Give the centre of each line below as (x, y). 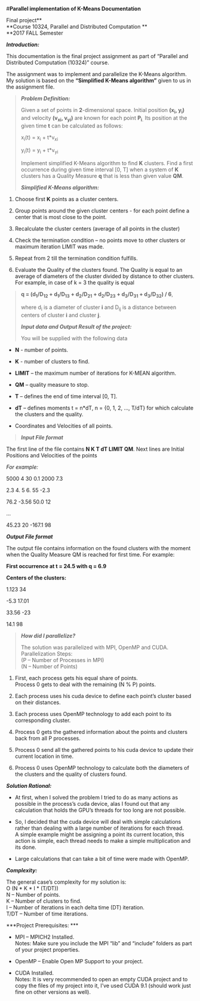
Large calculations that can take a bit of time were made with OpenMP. (102, 859)
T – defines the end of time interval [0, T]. (66, 396)
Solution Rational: (29, 785)
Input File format (42, 437)
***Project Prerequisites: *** (42, 925)
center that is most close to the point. (61, 217)
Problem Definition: (45, 98)
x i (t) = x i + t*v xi (39, 138)
